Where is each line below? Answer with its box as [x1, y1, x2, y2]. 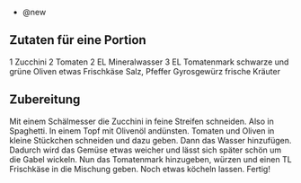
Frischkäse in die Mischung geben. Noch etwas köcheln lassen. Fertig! [9, 163, 271, 174]
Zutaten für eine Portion [9, 32, 146, 48]
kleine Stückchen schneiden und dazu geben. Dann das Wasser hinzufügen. [9, 135, 292, 145]
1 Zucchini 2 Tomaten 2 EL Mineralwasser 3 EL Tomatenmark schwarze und [9, 57, 289, 67]
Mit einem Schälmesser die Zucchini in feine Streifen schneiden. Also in [9, 116, 274, 126]
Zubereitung [9, 92, 81, 108]
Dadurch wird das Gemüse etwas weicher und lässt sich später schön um [9, 144, 282, 155]
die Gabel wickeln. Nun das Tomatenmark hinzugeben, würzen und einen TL [9, 153, 292, 164]
